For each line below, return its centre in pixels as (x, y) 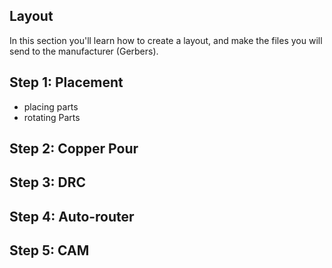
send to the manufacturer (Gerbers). (84, 51)
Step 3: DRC (47, 182)
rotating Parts (52, 117)
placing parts (51, 106)
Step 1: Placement (66, 82)
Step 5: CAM (49, 250)
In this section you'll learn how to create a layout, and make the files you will (166, 40)
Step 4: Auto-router (72, 216)
